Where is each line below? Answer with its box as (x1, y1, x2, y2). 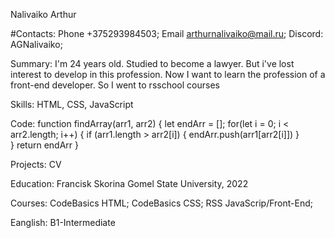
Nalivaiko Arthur (10, 9, 77, 20)
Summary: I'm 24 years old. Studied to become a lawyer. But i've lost (10, 58, 295, 69)
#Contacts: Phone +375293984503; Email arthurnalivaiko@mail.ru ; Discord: (10, 28, 324, 39)
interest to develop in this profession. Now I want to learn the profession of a (10, 69, 326, 80)
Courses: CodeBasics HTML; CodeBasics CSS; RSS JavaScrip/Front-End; (10, 197, 313, 209)
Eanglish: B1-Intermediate (10, 217, 116, 228)
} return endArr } (10, 139, 79, 151)
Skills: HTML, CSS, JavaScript (10, 99, 134, 110)
